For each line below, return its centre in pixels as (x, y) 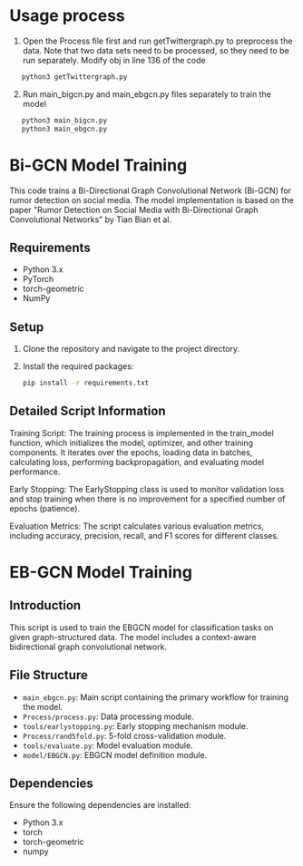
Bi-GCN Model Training (98, 165)
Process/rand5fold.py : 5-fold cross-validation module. (124, 735)
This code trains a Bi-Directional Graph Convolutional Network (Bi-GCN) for (151, 190)
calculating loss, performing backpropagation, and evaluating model (137, 462)
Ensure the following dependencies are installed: (100, 805)
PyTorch (38, 279)
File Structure (49, 675)
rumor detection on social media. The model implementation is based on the (152, 199)
